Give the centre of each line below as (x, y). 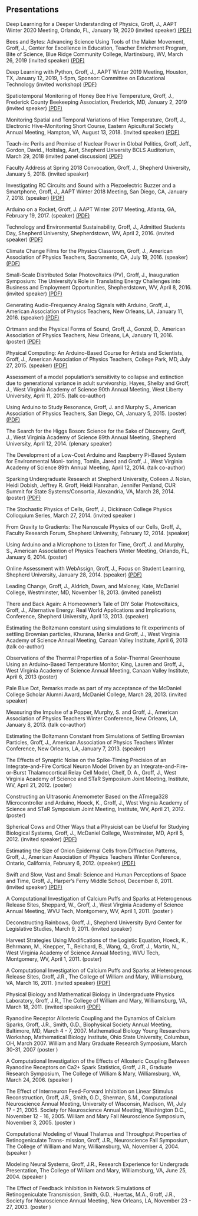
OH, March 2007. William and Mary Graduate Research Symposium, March (97, 1043)
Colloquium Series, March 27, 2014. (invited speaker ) (71, 515)
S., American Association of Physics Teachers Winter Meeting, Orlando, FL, (98, 551)
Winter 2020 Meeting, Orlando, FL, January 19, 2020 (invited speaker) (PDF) (99, 30)
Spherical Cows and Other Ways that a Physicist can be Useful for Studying (98, 826)
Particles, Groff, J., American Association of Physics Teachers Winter (90, 742)
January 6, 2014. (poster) (37, 557)
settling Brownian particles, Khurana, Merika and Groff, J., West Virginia (93, 634)
